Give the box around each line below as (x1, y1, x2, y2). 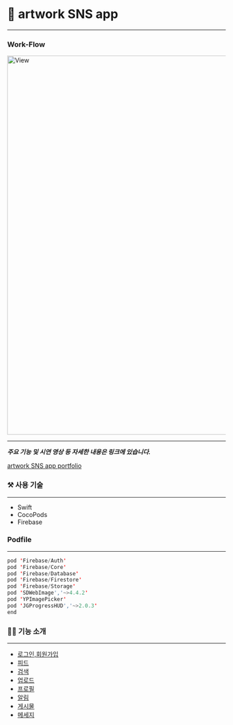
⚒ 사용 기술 (7, 480, 44, 490)
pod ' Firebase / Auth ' (7, 557, 67, 564)
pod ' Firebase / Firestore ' (7, 577, 82, 584)
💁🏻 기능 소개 (7, 627, 46, 636)
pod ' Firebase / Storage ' (7, 583, 76, 590)
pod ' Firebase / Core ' (7, 564, 67, 570)
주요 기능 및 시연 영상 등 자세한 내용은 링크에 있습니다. (7, 448, 151, 456)
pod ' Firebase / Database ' (7, 570, 79, 577)
